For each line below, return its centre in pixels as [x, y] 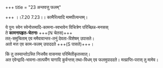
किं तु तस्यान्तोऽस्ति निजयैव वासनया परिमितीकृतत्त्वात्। [48, 54]
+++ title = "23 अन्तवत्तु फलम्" [33, 7]
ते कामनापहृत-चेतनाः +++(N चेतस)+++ [39, 33]
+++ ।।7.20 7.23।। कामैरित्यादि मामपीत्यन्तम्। [47, 17]
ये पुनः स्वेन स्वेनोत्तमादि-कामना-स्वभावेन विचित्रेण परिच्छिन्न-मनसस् [57, 27]
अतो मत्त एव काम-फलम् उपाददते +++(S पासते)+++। [49, 44]
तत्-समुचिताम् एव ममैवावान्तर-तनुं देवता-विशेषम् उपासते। [50, 38]
